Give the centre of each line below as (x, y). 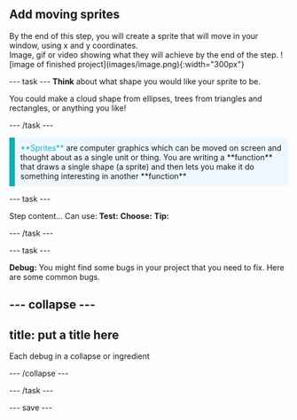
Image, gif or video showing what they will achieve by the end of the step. (144, 54)
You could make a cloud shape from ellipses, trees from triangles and (136, 98)
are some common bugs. (55, 276)
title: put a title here (64, 334)
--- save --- (31, 408)
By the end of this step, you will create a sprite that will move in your (134, 35)
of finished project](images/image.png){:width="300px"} (141, 64)
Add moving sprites (64, 15)
